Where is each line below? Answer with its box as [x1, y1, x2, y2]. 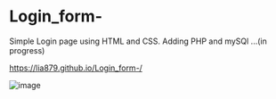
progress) [9, 45, 45, 55]
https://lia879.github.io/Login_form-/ [9, 62, 142, 73]
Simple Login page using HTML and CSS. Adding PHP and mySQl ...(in [9, 36, 267, 46]
